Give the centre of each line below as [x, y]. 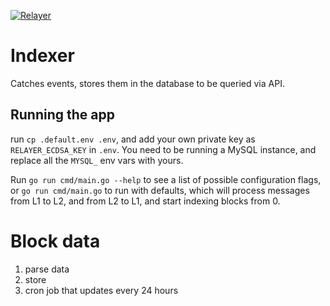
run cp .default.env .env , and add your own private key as [133, 139]
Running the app [62, 115]
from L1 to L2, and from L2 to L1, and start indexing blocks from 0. [145, 201]
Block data [55, 241]
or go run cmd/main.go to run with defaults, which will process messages [160, 190]
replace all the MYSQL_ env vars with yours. [97, 160]
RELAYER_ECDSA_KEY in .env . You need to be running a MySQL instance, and [163, 149]
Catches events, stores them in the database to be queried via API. [147, 83]
